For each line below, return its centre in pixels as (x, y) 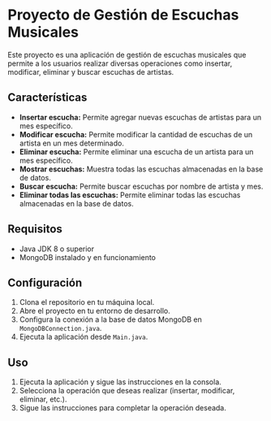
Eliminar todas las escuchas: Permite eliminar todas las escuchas (130, 195)
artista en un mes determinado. (72, 143)
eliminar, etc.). (43, 399)
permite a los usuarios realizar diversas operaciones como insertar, (120, 63)
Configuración (45, 282)
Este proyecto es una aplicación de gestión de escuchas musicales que (127, 54)
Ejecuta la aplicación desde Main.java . (84, 337)
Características (47, 98)
